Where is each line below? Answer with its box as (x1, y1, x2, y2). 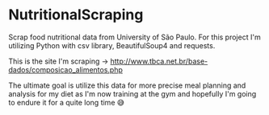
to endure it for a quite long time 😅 (8, 97, 125, 107)
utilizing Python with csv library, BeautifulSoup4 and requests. (8, 40, 216, 50)
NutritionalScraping (8, 6, 144, 24)
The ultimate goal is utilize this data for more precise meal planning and (8, 80, 246, 90)
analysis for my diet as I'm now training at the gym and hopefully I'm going (8, 88, 257, 98)
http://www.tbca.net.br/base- (110, 56, 208, 66)
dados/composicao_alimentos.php (8, 64, 124, 74)
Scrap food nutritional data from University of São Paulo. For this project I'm (8, 32, 261, 42)
